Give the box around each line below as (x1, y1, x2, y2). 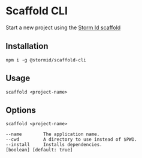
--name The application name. (5, 131, 100, 138)
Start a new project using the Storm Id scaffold (5, 24, 121, 31)
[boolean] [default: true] (5, 147, 73, 153)
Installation (5, 41, 49, 51)
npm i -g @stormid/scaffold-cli (5, 57, 86, 63)
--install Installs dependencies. (5, 142, 102, 148)
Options (5, 105, 37, 115)
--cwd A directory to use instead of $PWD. (5, 137, 137, 142)
